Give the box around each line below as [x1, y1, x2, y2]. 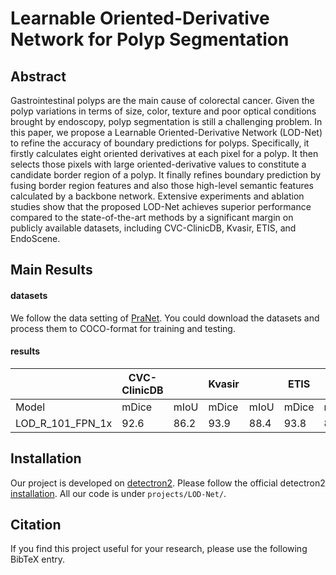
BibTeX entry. [10, 553, 66, 566]
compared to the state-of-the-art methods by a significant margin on [10, 212, 294, 223]
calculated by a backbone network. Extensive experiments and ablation [10, 190, 305, 202]
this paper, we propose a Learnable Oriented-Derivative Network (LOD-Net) [10, 127, 323, 138]
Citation [10, 517, 62, 533]
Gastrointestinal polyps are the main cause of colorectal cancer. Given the [10, 95, 315, 106]
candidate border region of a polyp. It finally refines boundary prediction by [10, 169, 322, 181]
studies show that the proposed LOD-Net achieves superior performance [10, 201, 312, 212]
